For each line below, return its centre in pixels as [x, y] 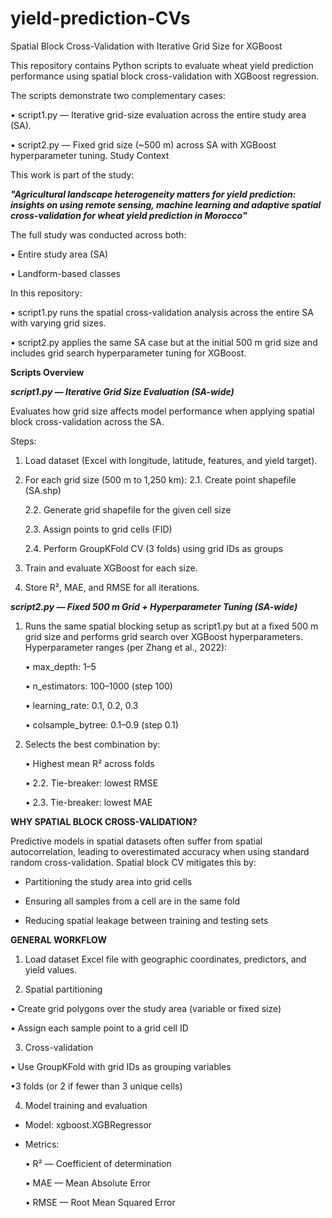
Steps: [23, 441]
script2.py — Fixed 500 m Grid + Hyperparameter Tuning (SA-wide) [154, 606]
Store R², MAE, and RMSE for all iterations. [112, 587]
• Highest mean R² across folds [89, 763]
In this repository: [46, 293]
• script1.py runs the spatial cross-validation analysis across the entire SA [162, 312]
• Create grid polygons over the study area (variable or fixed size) [146, 1008]
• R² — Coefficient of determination [98, 1163]
